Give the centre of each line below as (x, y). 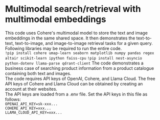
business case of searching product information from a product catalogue (80, 68)
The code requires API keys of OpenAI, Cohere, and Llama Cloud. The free (80, 79)
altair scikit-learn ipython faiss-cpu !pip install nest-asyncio (74, 58)
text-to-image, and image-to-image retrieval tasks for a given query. (84, 43)
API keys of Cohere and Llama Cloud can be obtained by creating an (74, 83)
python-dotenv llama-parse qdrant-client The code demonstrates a (74, 63)
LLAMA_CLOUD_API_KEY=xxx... (34, 112)
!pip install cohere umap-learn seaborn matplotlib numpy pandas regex (80, 53)
